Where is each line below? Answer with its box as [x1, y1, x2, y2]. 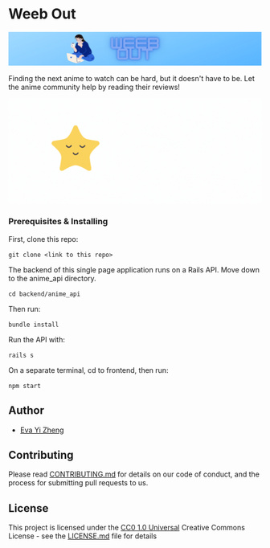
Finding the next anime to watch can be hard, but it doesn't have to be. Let [8, 73, 255, 83]
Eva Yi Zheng [19, 425, 64, 435]
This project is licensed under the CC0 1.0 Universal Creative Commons [8, 523, 245, 533]
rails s [8, 351, 35, 359]
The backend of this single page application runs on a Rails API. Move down [8, 264, 260, 274]
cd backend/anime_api [8, 290, 81, 298]
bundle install [8, 321, 59, 329]
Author [8, 403, 44, 418]
